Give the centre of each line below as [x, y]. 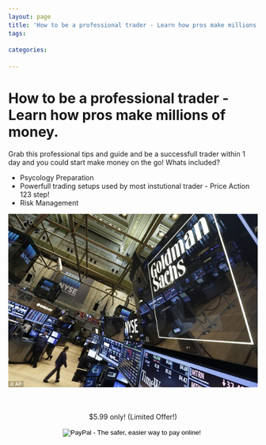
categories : [28, 50]
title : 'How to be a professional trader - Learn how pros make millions [133, 25]
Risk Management [49, 202]
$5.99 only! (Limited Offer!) [133, 417]
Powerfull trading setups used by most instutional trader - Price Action [135, 186]
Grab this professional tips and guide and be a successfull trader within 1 [127, 153]
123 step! [34, 194]
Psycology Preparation [57, 177]
